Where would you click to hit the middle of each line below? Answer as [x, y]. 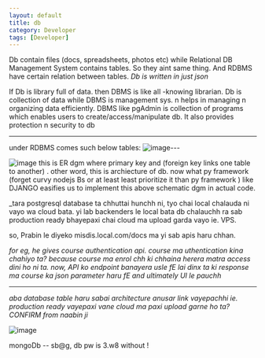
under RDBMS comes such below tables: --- [94, 148]
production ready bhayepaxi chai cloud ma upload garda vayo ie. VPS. [123, 220]
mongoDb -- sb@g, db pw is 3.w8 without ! [79, 345]
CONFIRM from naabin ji [49, 315]
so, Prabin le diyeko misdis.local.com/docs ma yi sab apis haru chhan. [123, 235]
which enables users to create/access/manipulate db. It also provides [121, 117]
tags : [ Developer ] [39, 37]
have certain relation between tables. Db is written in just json [109, 76]
